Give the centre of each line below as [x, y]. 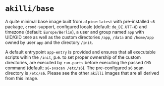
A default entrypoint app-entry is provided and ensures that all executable [81, 52]
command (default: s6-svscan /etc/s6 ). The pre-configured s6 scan [74, 68]
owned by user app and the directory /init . [49, 42]
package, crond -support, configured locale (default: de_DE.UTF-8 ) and [76, 27]
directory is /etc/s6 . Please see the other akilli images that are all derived [82, 73]
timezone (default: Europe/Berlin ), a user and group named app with [75, 32]
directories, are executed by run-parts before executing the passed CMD [78, 62]
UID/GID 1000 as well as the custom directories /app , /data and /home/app [80, 37]
